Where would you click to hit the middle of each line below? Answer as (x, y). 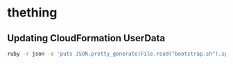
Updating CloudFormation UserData (86, 38)
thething (32, 13)
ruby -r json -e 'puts (40, 54)
